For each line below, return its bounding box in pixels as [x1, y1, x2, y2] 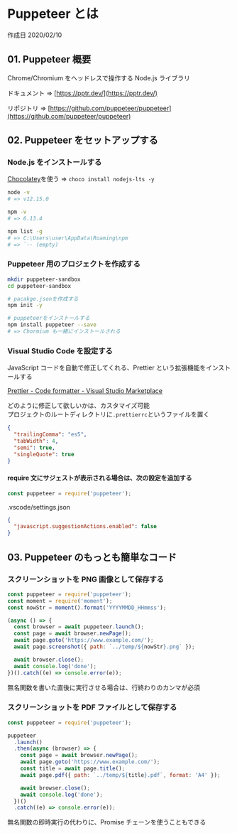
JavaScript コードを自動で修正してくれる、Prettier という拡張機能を [7, 363, 206, 372]
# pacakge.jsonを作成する [7, 295, 79, 302]
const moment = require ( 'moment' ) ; [7, 597, 113, 604]
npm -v [7, 208, 27, 216]
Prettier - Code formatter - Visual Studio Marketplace [7, 387, 163, 395]
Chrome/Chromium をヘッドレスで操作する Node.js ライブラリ [7, 73, 190, 82]
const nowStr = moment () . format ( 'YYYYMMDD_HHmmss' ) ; [7, 604, 167, 611]
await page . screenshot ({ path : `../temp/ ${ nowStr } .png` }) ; [13, 643, 195, 650]
